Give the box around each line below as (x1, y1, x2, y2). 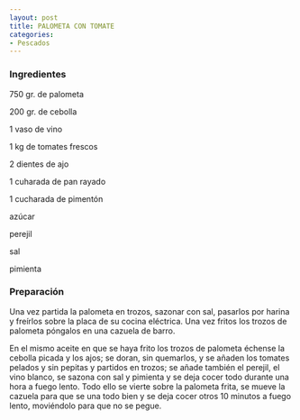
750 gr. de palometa (9, 88, 84, 99)
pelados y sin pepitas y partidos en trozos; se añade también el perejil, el (9, 361, 280, 372)
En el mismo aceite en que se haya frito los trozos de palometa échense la (9, 342, 286, 353)
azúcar (9, 211, 36, 222)
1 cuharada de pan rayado (9, 176, 106, 187)
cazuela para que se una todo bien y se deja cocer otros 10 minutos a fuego (9, 390, 291, 401)
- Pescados (9, 38, 50, 48)
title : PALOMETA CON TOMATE (9, 22, 115, 31)
